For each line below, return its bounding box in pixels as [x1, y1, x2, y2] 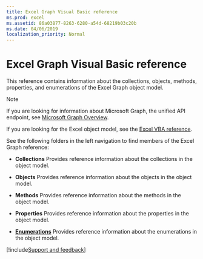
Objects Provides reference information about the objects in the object [15, 174, 192, 181]
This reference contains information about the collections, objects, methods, [6, 77, 197, 85]
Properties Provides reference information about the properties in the [15, 210, 190, 217]
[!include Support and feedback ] [6, 246, 86, 254]
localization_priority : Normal [6, 31, 85, 38]
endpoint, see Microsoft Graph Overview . [6, 114, 109, 121]
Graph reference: [6, 143, 50, 151]
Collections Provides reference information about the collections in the [15, 156, 193, 163]
